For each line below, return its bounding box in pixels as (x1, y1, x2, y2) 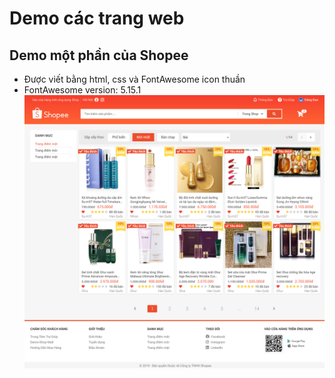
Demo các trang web (9, 7, 185, 30)
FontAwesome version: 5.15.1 (23, 84, 142, 96)
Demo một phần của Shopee (9, 47, 189, 64)
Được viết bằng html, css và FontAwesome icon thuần (23, 73, 246, 85)
